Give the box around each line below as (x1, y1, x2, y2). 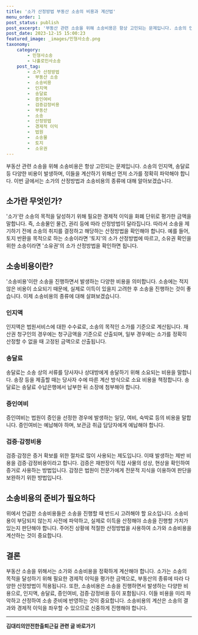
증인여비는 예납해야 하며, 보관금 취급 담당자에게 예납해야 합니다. (18, 422, 165, 429)
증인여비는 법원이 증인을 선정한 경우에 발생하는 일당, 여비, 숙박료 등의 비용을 (6, 414, 181, 421)
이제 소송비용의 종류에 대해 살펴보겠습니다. (23, 293, 121, 300)
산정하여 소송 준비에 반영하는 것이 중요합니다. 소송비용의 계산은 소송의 (21, 597, 183, 604)
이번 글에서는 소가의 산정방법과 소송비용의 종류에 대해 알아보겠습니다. (14, 177, 173, 184)
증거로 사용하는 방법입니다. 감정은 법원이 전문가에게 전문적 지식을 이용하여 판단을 (6, 467, 192, 474)
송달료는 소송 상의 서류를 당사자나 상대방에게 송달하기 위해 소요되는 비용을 (6, 369, 176, 376)
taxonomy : (6, 42, 31, 48)
